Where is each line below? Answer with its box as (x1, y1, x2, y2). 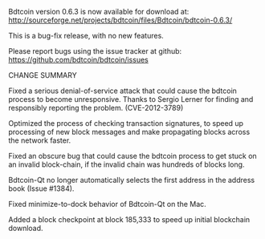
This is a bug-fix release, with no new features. (8, 31, 165, 40)
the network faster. (8, 136, 71, 145)
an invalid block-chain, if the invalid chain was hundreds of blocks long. (8, 160, 245, 169)
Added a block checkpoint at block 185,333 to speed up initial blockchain (8, 215, 251, 224)
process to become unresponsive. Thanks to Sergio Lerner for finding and (8, 95, 254, 103)
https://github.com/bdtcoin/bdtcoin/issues (8, 55, 149, 64)
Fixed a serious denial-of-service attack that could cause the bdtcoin (8, 86, 237, 95)
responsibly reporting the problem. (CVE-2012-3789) (8, 103, 184, 112)
